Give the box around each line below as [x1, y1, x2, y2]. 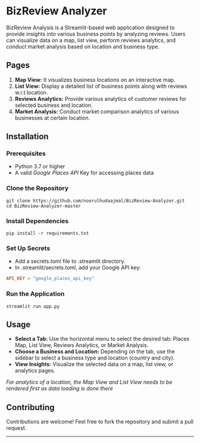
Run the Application [6, 290, 65, 298]
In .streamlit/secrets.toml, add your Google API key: [14, 264, 141, 271]
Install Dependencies [6, 217, 69, 225]
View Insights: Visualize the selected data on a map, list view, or [14, 361, 174, 368]
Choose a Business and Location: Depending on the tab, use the [14, 348, 175, 355]
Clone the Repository [6, 184, 69, 192]
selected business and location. [14, 101, 93, 109]
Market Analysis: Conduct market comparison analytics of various [14, 107, 180, 115]
